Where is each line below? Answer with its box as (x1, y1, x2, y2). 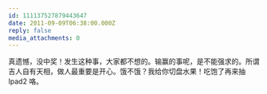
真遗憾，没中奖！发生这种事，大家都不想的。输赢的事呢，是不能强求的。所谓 (8, 57, 260, 66)
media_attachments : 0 (8, 33, 80, 42)
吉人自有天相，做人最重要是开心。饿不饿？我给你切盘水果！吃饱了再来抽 (8, 67, 245, 76)
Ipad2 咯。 (8, 76, 44, 86)
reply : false (8, 26, 52, 34)
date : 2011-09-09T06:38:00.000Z (8, 19, 116, 27)
